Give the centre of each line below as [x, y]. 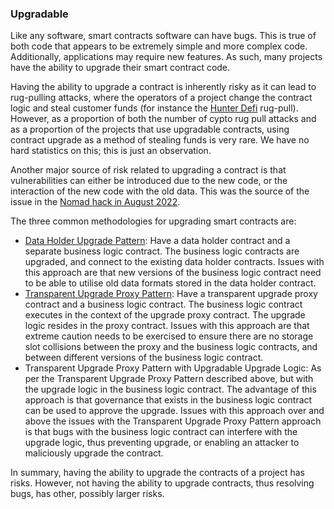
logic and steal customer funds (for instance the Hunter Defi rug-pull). [154, 108]
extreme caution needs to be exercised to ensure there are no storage [169, 336]
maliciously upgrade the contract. [94, 453]
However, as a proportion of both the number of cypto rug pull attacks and [163, 119]
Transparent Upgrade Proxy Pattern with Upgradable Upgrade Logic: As [173, 368]
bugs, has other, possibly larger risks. [87, 494]
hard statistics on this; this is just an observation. [111, 151]
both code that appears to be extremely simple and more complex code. [159, 46]
